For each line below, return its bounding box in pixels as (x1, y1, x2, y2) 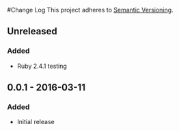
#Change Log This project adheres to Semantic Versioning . (7, 6, 174, 14)
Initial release (16, 118, 55, 126)
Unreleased (7, 25, 58, 37)
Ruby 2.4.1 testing (16, 62, 67, 70)
